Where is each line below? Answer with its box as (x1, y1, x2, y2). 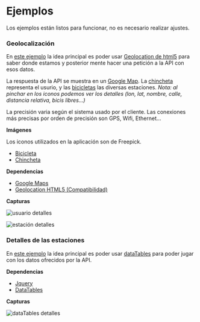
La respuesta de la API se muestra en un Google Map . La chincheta (6, 77, 173, 85)
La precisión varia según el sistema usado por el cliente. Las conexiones (6, 109, 186, 116)
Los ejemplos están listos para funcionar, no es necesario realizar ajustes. (6, 24, 190, 31)
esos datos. (6, 66, 35, 73)
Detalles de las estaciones (6, 236, 85, 245)
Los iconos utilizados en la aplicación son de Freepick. (6, 138, 142, 145)
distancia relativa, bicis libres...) (6, 96, 86, 104)
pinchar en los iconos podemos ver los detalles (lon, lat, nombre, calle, (6, 90, 183, 98)
